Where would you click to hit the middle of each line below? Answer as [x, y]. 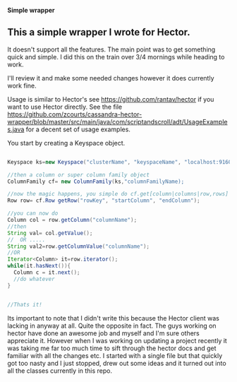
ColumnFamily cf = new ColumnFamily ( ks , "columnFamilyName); [96, 181]
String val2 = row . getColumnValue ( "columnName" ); [79, 246]
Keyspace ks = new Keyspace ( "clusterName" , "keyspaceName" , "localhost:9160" [121, 162]
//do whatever [34, 279]
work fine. [22, 85]
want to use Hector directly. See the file [65, 107]
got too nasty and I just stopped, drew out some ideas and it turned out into [117, 363]
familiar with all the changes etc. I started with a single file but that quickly [115, 355]
